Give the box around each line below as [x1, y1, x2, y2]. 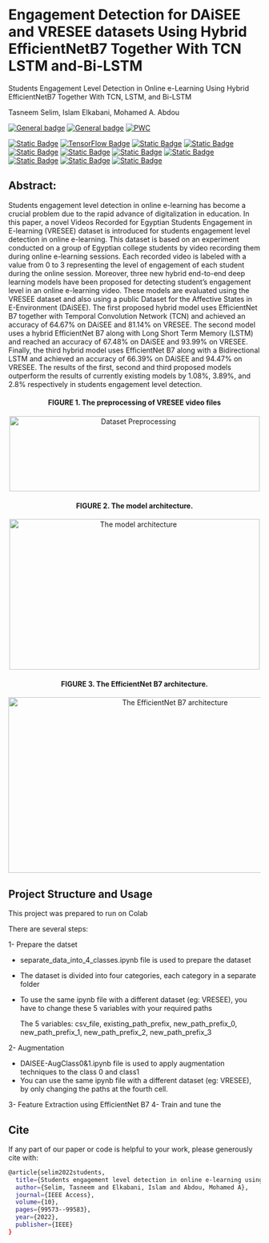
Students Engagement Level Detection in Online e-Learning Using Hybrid [8, 83, 250, 93]
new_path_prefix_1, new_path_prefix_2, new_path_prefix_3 [19, 1028, 212, 1037]
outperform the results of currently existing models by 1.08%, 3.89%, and [8, 371, 251, 381]
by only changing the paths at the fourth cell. [19, 1084, 168, 1094]
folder [19, 980, 40, 989]
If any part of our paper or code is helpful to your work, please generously [8, 1144, 253, 1154]
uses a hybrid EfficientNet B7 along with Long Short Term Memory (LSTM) [8, 328, 254, 338]
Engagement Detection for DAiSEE [8, 6, 242, 24]
